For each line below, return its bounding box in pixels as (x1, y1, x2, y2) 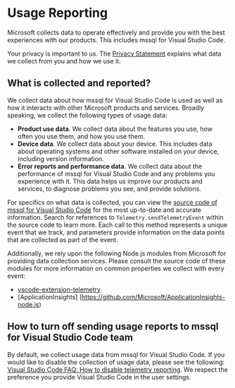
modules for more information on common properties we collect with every (7, 264, 225, 273)
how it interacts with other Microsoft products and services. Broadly (7, 104, 205, 112)
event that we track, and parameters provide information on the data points (7, 227, 225, 237)
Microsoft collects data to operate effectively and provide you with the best (7, 28, 225, 37)
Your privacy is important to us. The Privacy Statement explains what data (7, 49, 222, 58)
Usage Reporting (7, 5, 108, 21)
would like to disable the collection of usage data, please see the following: (7, 358, 225, 366)
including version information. (17, 154, 104, 163)
